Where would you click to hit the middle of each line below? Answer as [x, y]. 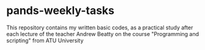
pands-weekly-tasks [61, 11]
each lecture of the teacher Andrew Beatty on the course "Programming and [103, 34]
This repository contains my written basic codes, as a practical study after [100, 27]
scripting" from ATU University [45, 40]
